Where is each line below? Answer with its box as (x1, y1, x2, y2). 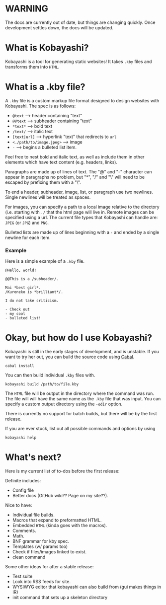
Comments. (12, 528, 36, 533)
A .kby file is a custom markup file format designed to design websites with (5, 97, 160, 103)
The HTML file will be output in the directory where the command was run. (5, 390, 154, 396)
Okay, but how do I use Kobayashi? (5, 332, 153, 343)
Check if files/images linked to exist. (12, 548, 87, 554)
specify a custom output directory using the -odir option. (5, 401, 123, 407)
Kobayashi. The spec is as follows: (5, 103, 76, 109)
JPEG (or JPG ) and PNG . (5, 220, 49, 226)
